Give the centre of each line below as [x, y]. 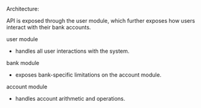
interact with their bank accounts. [49, 27]
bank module [23, 63]
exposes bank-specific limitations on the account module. [88, 75]
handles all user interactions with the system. [72, 51]
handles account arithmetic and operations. [70, 98]
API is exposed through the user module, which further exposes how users [101, 21]
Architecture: [23, 9]
